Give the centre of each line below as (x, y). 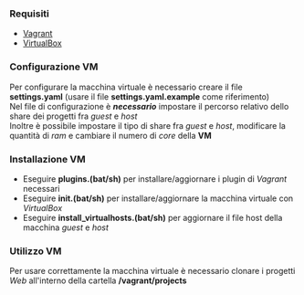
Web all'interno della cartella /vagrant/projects (98, 280)
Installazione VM (47, 159)
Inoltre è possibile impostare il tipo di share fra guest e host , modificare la (147, 125)
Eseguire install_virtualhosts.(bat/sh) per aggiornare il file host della (152, 217)
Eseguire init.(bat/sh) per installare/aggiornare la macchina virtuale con (158, 198)
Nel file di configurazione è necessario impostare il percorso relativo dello (149, 106)
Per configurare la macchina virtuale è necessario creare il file (126, 87)
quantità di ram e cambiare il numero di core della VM (110, 135)
